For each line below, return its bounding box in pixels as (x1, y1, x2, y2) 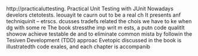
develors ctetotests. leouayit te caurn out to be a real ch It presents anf (6, 11, 181, 18)
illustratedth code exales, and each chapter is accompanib (6, 43, 151, 50)
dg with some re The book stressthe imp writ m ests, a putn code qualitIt (6, 24, 185, 31)
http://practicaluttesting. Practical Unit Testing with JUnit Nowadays (6, 5, 173, 12)
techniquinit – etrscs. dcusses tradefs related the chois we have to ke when (6, 18, 192, 24)
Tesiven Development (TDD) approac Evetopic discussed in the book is (6, 37, 182, 43)
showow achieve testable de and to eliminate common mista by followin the (6, 30, 193, 38)
